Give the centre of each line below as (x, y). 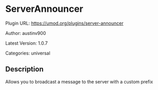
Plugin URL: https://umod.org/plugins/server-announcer (64, 23)
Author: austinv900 (26, 33)
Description (24, 69)
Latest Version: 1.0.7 (26, 43)
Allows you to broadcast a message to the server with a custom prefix (79, 82)
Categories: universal (28, 53)
